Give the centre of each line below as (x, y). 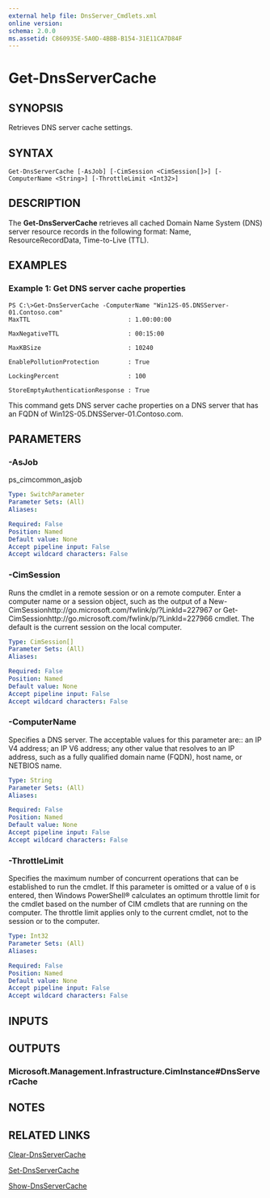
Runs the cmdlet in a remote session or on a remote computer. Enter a (125, 593)
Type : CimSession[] (41, 642)
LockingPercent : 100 (78, 376)
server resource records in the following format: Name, (100, 231)
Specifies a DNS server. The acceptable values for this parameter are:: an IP (135, 740)
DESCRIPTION (44, 203)
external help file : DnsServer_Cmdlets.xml (83, 16)
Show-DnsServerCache (48, 1186)
